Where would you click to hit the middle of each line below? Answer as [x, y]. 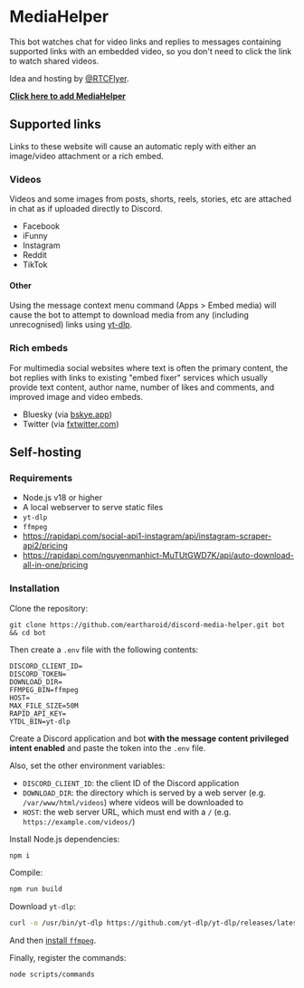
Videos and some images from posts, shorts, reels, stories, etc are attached [151, 199]
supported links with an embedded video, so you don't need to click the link [151, 51]
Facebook [41, 226]
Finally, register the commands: [68, 958]
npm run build [36, 889]
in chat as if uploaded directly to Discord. [86, 209]
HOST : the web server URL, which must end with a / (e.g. [127, 812]
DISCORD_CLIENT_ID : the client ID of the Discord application [131, 783]
